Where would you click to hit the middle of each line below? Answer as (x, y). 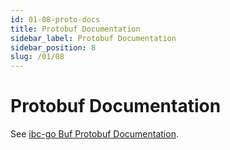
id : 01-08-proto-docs (55, 19)
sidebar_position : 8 (53, 47)
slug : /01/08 (37, 57)
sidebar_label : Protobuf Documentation (93, 38)
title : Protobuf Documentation (75, 29)
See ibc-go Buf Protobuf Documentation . (94, 134)
